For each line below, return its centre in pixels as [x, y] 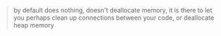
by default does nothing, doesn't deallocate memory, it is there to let [113, 10]
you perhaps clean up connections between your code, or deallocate [114, 18]
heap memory [34, 25]
